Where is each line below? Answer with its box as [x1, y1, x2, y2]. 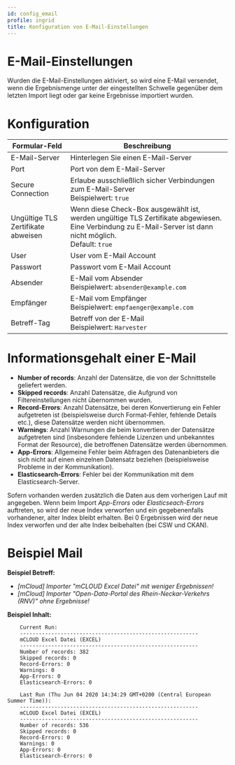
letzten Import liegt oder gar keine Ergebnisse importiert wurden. [7, 92, 194, 100]
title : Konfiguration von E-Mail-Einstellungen [7, 23, 149, 30]
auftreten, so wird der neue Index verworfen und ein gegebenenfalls [7, 506, 204, 515]
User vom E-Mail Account [70, 251, 156, 261]
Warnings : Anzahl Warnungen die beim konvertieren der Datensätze [17, 426, 215, 434]
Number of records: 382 [20, 648, 90, 656]
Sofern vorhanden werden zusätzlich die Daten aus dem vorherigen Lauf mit [7, 491, 228, 500]
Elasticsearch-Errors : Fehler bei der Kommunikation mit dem [17, 470, 194, 479]
